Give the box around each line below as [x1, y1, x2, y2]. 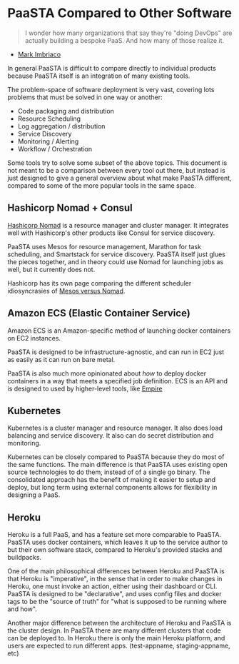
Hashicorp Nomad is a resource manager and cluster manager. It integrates [7, 221, 229, 229]
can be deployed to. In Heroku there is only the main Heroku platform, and [7, 634, 225, 643]
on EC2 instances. [7, 333, 61, 342]
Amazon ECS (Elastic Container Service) [7, 307, 190, 319]
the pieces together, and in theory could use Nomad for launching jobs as [7, 257, 223, 266]
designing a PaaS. [7, 491, 61, 499]
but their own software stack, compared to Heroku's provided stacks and [7, 545, 223, 554]
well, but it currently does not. [7, 265, 96, 273]
